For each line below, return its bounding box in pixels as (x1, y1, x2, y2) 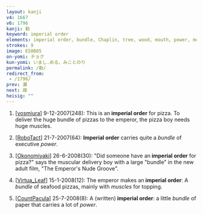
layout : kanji (6, 8, 42, 15)
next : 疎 (6, 87, 27, 93)
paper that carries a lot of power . (14, 201, 98, 208)
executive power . (14, 140, 59, 148)
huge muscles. (14, 122, 52, 130)
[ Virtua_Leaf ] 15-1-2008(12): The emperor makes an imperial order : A (14, 176, 188, 184)
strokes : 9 (6, 43, 34, 49)
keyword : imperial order (6, 31, 69, 37)
